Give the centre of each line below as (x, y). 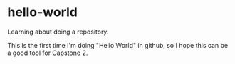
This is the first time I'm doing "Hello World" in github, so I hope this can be (118, 45)
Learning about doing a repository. (58, 32)
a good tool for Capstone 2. (48, 53)
